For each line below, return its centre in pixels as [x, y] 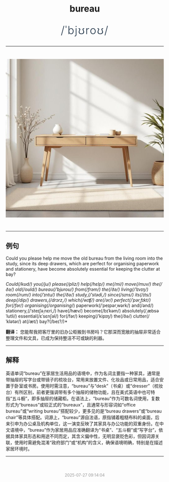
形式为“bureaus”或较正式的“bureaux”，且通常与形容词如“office [71, 405]
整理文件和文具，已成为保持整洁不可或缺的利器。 [56, 338]
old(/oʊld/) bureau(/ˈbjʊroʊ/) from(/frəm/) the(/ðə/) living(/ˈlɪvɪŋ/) [82, 289]
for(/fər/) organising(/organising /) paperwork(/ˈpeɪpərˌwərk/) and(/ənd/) [80, 305]
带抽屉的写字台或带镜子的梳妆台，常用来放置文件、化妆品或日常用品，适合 [82, 379]
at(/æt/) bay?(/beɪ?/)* [45, 322]
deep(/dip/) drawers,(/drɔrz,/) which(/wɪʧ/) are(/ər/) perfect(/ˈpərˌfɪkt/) [78, 300]
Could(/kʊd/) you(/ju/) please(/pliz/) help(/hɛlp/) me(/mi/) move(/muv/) [78, 284]
